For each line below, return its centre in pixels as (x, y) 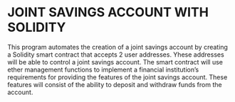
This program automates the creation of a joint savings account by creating (117, 47)
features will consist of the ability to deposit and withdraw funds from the (115, 84)
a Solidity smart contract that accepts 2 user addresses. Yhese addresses (116, 55)
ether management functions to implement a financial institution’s (103, 69)
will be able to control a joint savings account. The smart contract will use (115, 62)
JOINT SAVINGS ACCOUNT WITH (108, 12)
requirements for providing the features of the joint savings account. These (117, 77)
